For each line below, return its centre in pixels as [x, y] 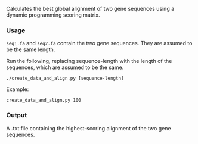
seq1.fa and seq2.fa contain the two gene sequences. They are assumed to [99, 43]
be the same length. [31, 49]
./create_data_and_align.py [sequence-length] [65, 79]
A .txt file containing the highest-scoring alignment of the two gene [89, 128]
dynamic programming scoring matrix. [53, 15]
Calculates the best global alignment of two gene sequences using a [90, 9]
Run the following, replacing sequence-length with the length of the [89, 61]
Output [17, 115]
